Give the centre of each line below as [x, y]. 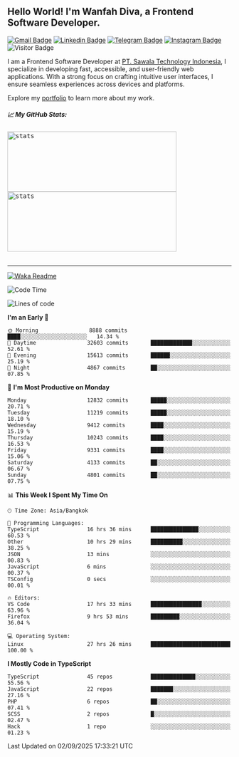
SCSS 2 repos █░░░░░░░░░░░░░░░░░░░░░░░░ [119, 714]
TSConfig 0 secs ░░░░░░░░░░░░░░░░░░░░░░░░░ [119, 579]
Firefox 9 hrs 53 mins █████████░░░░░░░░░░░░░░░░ [119, 616]
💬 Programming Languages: [46, 523]
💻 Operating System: [39, 636]
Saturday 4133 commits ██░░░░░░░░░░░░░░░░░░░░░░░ [119, 462]
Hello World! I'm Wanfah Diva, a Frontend [101, 12]
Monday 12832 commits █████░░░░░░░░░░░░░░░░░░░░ [119, 400]
